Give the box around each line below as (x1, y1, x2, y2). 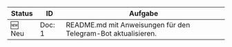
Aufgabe (128, 9, 159, 18)
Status (10, 9, 33, 18)
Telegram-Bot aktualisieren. (65, 29, 157, 38)
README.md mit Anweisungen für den (65, 20, 191, 29)
